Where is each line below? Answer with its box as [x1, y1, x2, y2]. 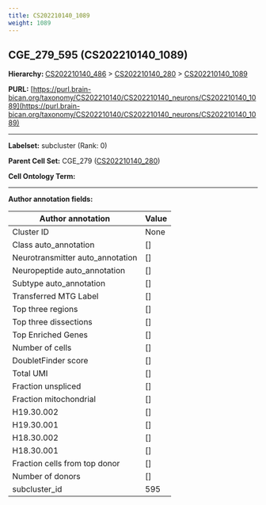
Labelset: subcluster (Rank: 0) [8, 141, 108, 150]
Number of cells [12, 342, 72, 353]
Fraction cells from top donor [12, 458, 120, 469]
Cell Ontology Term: [8, 172, 76, 181]
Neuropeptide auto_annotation [12, 265, 125, 276]
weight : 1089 [8, 19, 51, 27]
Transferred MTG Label [12, 290, 99, 302]
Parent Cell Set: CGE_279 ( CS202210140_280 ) [8, 156, 161, 166]
